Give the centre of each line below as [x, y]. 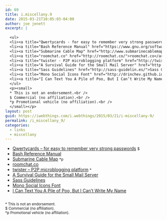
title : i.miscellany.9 [29, 14]
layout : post [19, 111]
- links [18, 130]
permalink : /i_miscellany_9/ [35, 120]
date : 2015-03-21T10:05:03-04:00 [40, 19]
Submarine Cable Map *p [38, 159]
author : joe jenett [25, 24]
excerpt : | [16, 28]
